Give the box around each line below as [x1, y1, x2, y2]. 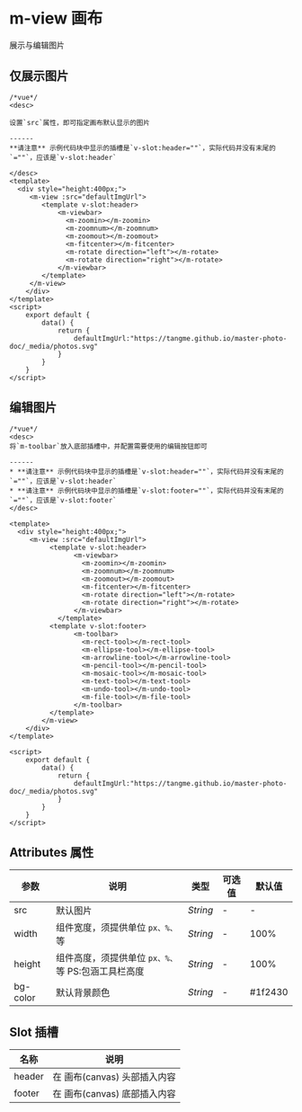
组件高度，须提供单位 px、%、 [55, 952, 178, 965]
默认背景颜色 [55, 986, 111, 999]
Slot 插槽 [9, 1024, 58, 1039]
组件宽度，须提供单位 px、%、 [55, 921, 178, 934]
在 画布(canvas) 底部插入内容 [52, 1088, 177, 1100]
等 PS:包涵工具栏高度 [55, 965, 145, 978]
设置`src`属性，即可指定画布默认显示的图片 [9, 118, 150, 127]
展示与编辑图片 [9, 40, 65, 50]
